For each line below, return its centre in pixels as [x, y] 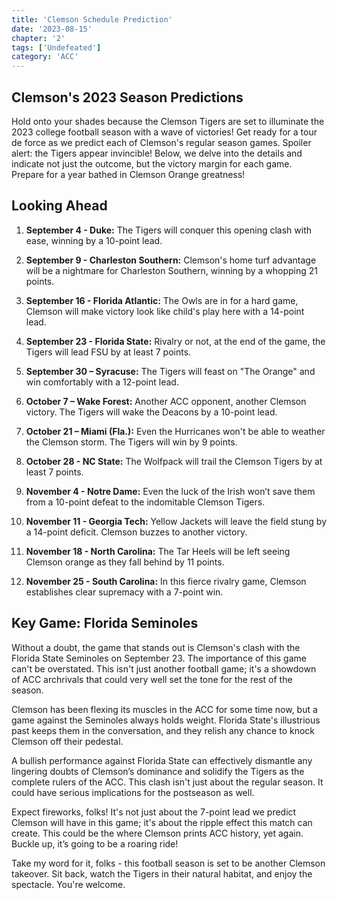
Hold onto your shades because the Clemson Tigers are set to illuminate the [168, 121]
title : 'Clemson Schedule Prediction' [92, 19]
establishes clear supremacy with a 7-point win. [124, 592]
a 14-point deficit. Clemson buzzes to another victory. [136, 532]
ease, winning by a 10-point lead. [94, 240]
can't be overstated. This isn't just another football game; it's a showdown [164, 668]
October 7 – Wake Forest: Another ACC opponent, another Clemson [166, 401]
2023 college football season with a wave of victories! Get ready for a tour [164, 132]
